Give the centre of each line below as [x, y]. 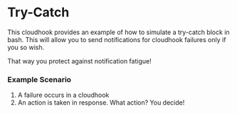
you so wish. [26, 47]
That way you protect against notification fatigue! [79, 61]
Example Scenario [39, 79]
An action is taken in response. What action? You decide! [101, 103]
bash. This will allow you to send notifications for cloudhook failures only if [117, 39]
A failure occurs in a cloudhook [63, 95]
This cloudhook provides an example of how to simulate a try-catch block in [118, 32]
